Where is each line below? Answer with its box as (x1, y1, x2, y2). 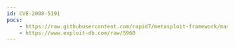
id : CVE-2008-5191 (6, 10, 60, 17)
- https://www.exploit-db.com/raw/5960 (19, 29, 136, 37)
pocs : (6, 17, 22, 23)
